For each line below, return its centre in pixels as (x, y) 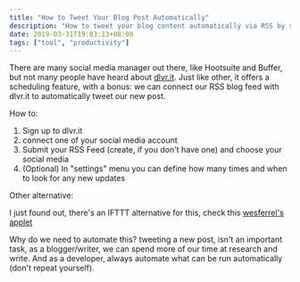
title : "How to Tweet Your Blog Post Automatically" (109, 17)
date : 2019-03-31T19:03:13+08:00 (71, 34)
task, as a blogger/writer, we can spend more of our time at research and (144, 249)
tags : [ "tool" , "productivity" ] (69, 42)
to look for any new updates (74, 178)
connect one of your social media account (100, 140)
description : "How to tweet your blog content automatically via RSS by (147, 26)
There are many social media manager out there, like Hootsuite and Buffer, (146, 68)
